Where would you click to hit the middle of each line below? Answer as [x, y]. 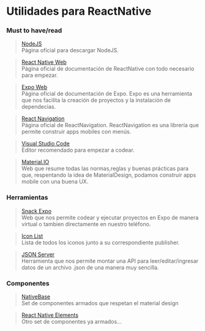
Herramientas [27, 198]
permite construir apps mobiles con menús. [76, 132]
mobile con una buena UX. [55, 182]
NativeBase [36, 297]
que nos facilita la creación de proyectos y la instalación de [96, 100]
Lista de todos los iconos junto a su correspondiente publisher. [100, 242]
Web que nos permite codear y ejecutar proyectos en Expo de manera [110, 217]
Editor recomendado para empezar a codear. [78, 150]
